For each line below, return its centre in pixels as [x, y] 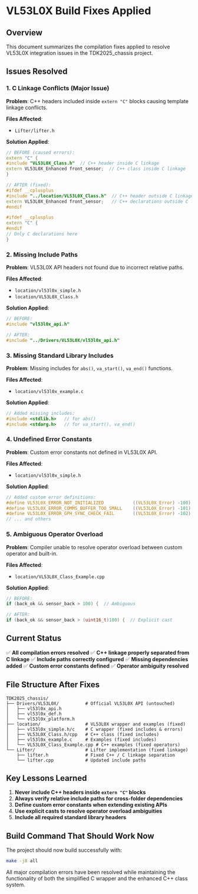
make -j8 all [22, 861]
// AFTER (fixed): [29, 185]
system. [16, 885]
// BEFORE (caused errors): [41, 152]
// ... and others [29, 519]
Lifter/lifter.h [34, 131]
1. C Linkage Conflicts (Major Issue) [58, 88]
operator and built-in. [32, 553]
